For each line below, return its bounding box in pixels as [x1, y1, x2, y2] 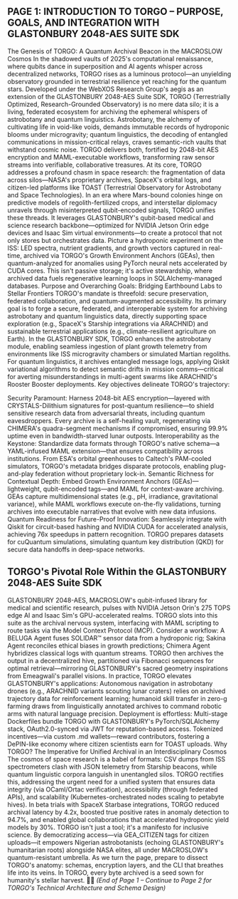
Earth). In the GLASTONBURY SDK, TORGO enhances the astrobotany [7, 334, 212, 343]
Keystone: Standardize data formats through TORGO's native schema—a [7, 439, 220, 447]
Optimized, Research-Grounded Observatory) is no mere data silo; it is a [7, 100, 219, 108]
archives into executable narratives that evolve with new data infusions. [7, 507, 217, 516]
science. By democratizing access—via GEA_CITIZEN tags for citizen [7, 830, 210, 839]
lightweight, [7, 484, 42, 493]
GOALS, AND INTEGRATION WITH [7, 17, 160, 29]
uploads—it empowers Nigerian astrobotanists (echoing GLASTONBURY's [7, 838, 224, 846]
